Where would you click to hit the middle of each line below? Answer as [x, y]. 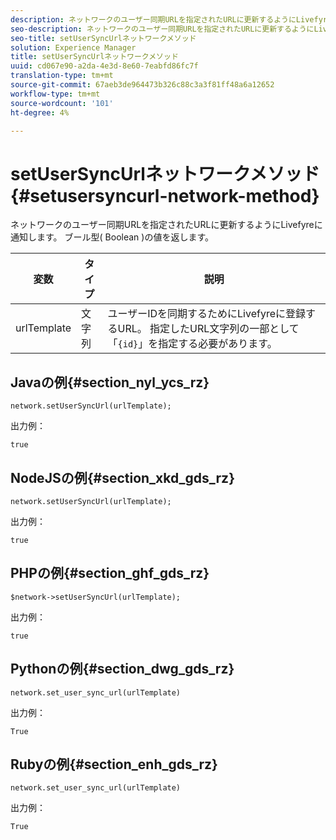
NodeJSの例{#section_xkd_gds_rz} [122, 477]
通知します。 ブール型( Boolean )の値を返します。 [112, 237]
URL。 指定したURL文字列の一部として [208, 329]
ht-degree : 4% [40, 112]
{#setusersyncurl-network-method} [165, 195]
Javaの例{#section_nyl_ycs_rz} [110, 382]
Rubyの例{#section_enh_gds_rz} [114, 764]
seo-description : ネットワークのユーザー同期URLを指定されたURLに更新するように [162, 29]
